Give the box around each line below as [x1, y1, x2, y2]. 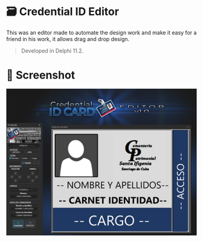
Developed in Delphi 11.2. [21, 47, 84, 54]
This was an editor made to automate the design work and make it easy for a [6, 28, 197, 36]
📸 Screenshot [6, 68, 76, 82]
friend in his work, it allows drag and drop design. [6, 35, 130, 42]
